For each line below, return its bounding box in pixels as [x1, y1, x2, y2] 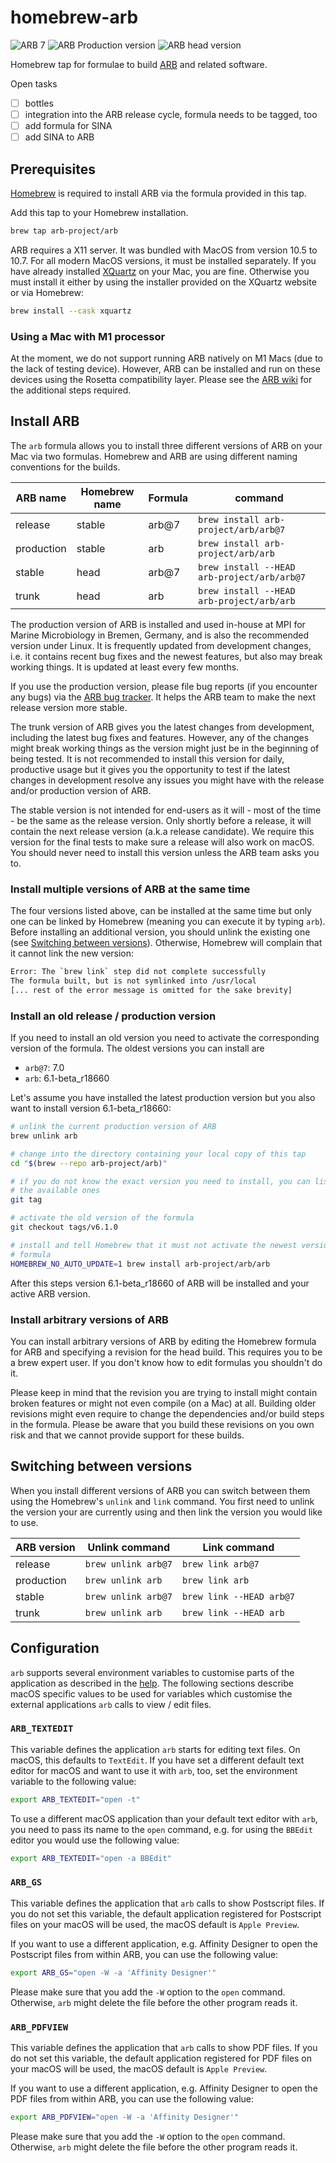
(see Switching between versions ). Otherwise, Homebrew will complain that [10, 937, 323, 949]
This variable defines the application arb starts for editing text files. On [10, 1743, 301, 1755]
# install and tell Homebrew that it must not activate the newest [10, 1240, 298, 1250]
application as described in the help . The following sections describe [10, 1677, 294, 1689]
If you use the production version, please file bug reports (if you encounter [10, 680, 318, 692]
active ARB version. [10, 1287, 91, 1300]
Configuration [10, 1640, 100, 1657]
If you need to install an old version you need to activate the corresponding [10, 1032, 320, 1044]
